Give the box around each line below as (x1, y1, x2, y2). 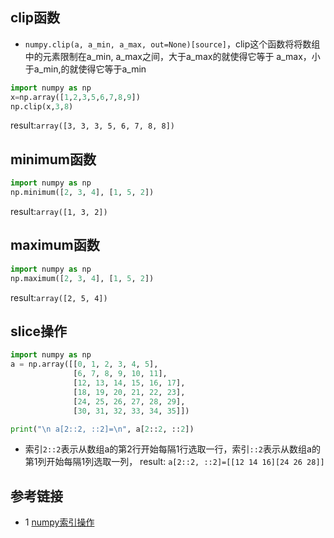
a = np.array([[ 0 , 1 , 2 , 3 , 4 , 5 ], (10, 359, 159, 370)
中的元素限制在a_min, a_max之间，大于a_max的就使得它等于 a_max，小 (24, 50, 321, 62)
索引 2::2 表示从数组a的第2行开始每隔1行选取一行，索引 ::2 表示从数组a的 (24, 443, 321, 455)
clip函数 (10, 9, 60, 27)
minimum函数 (10, 151, 97, 168)
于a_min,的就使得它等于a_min (24, 63, 147, 75)
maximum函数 (10, 237, 100, 254)
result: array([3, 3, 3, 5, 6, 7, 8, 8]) (10, 119, 175, 132)
